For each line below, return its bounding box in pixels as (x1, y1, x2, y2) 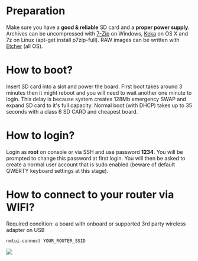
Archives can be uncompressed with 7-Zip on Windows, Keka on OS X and (6, 30, 188, 37)
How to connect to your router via (6, 188, 174, 201)
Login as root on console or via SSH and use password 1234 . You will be (6, 148, 183, 155)
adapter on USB (6, 226, 45, 233)
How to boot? (6, 63, 73, 77)
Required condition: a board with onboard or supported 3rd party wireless (6, 220, 186, 227)
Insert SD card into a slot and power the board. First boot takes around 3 (6, 83, 183, 90)
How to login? (6, 129, 75, 143)
